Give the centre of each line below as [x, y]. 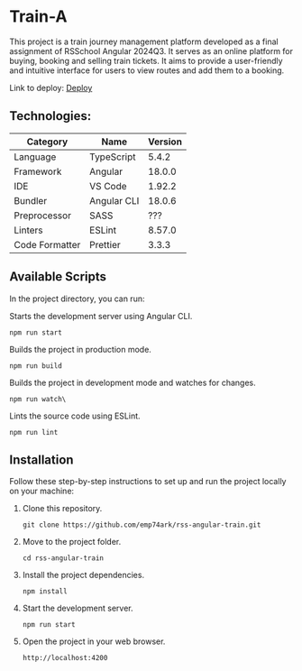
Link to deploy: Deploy [51, 87]
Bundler [31, 200]
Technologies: [50, 116]
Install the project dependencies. [83, 575]
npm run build [36, 366]
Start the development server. [78, 608]
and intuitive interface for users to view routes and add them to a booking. [147, 70]
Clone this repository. [62, 509]
